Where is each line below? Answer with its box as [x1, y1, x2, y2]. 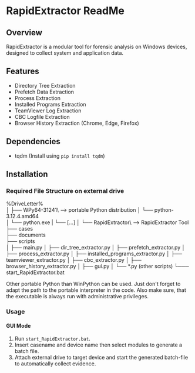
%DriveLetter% [6, 200, 43, 207]
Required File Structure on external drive [6, 186, 125, 195]
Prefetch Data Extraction [14, 88, 75, 95]
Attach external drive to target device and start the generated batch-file [14, 354, 189, 361]
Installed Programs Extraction [14, 101, 86, 108]
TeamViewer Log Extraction [14, 107, 82, 114]
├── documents [6, 231, 46, 239]
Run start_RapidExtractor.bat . [14, 335, 91, 342]
